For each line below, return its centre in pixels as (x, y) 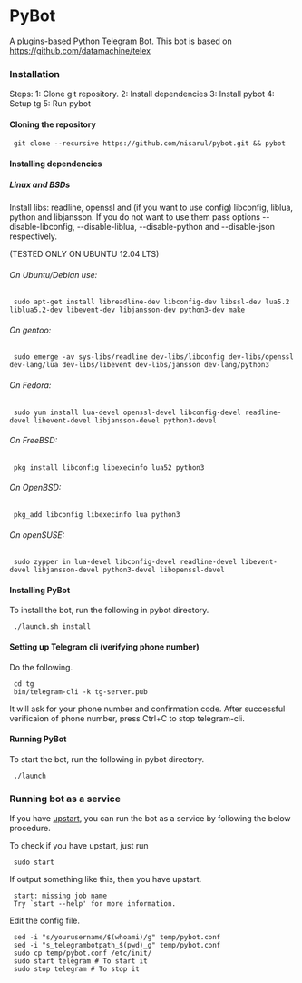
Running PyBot (38, 739)
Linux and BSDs (40, 184)
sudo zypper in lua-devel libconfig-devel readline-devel (125, 562)
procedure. (30, 829)
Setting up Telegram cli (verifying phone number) (104, 647)
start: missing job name (60, 896)
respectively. (33, 236)
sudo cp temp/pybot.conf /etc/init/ (83, 953)
